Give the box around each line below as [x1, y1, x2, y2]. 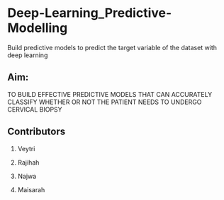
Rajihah [17, 158, 40, 167]
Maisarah [17, 185, 45, 194]
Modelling [7, 20, 68, 36]
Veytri [17, 144, 35, 153]
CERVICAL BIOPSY [7, 105, 62, 114]
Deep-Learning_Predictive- [7, 5, 172, 21]
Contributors [7, 126, 66, 138]
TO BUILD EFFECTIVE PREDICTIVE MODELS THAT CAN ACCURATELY [7, 90, 213, 98]
